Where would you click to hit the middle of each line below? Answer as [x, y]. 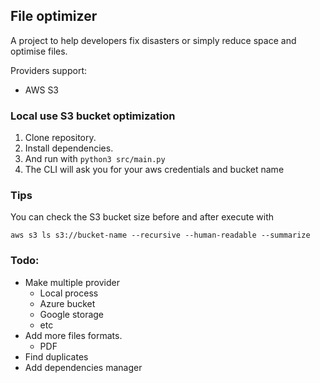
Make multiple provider [72, 282]
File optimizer [54, 16]
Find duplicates [56, 356]
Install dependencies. [69, 148]
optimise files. [39, 51]
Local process [69, 293]
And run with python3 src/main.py [95, 159]
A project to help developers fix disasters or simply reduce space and [153, 40]
